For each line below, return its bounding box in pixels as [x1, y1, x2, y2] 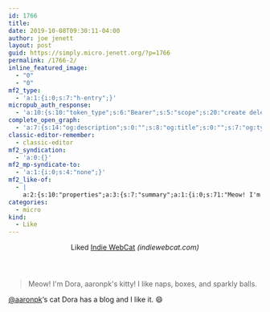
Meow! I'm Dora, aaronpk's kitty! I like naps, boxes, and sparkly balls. [27, 279, 257, 289]
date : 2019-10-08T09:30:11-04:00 [8, 26, 121, 34]
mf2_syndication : [8, 146, 67, 154]
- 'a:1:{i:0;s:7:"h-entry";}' [15, 94, 117, 102]
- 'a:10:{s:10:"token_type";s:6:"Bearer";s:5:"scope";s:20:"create [15, 109, 247, 117]
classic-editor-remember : [8, 131, 95, 139]
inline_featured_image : [8, 64, 88, 72]
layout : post [8, 42, 52, 50]
